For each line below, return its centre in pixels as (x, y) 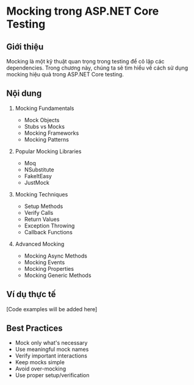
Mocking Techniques (41, 194)
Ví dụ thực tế (31, 294)
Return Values (42, 219)
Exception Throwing (49, 225)
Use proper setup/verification (52, 375)
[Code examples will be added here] (52, 309)
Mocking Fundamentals (45, 108)
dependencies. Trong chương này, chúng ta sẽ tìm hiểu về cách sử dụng (97, 68)
